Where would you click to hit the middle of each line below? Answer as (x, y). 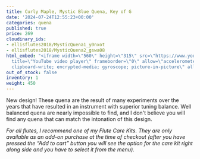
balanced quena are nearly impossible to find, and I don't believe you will (96, 113)
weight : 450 (21, 84)
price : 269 (20, 34)
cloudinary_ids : (26, 39)
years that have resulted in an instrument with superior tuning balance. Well (99, 106)
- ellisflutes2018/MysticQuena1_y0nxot (56, 45)
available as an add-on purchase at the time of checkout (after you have (96, 137)
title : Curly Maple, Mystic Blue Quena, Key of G (69, 12)
